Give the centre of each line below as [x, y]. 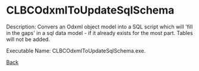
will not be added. [28, 39]
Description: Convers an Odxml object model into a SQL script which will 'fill [99, 27]
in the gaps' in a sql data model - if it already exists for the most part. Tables [100, 33]
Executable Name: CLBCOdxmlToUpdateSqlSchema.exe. [76, 50]
